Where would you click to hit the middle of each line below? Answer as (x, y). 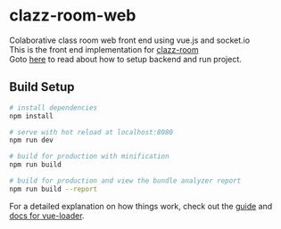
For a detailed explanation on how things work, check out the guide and (141, 206)
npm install (31, 116)
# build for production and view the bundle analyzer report (125, 181)
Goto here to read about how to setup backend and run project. (126, 59)
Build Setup (42, 87)
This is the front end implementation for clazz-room (104, 49)
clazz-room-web (73, 16)
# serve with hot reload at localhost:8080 (91, 132)
